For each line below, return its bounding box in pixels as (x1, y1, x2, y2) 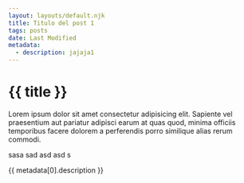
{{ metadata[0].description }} (8, 165, 104, 175)
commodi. (8, 134, 41, 144)
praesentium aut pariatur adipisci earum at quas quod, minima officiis (8, 117, 236, 127)
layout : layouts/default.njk (8, 11, 105, 20)
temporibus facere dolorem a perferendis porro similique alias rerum (8, 126, 233, 135)
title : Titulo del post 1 (8, 19, 94, 27)
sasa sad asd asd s (8, 150, 72, 159)
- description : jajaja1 (15, 49, 94, 56)
